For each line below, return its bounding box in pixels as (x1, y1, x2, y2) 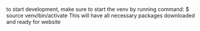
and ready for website (6, 18, 61, 25)
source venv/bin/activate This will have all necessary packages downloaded (6, 12, 195, 19)
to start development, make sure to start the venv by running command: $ (6, 6, 190, 13)
